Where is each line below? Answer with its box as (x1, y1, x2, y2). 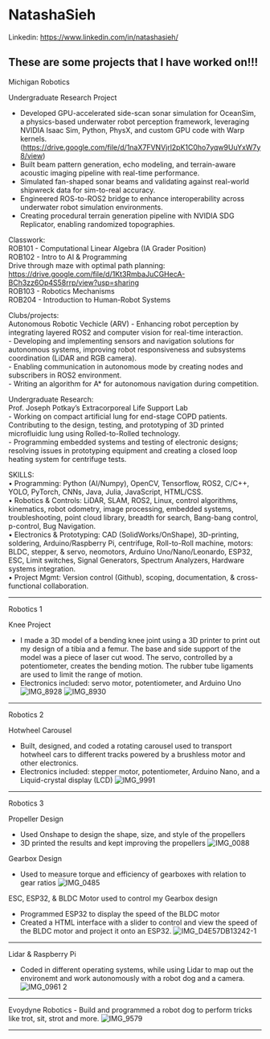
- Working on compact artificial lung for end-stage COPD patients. (8, 411, 227, 421)
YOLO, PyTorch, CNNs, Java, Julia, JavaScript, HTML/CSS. (8, 487, 203, 497)
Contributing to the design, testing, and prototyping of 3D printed (8, 420, 224, 430)
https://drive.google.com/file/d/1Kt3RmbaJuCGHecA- (8, 269, 186, 278)
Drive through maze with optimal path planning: (8, 260, 166, 270)
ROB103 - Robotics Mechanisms (8, 286, 115, 295)
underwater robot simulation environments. (19, 202, 163, 212)
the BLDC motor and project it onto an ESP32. (19, 926, 172, 935)
